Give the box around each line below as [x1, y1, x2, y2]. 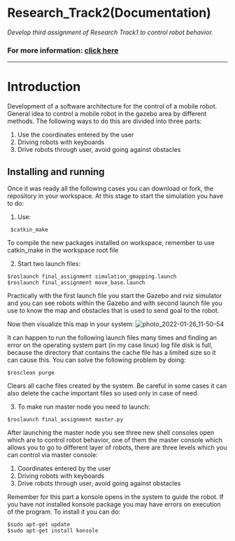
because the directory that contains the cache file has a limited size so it [7, 348, 216, 356]
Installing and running [7, 166, 105, 178]
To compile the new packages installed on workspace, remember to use [7, 238, 215, 246]
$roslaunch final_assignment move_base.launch [7, 279, 145, 286]
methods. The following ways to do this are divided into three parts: [7, 117, 202, 125]
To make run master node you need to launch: [17, 402, 150, 411]
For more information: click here [7, 45, 119, 55]
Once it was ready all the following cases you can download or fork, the [7, 184, 214, 192]
